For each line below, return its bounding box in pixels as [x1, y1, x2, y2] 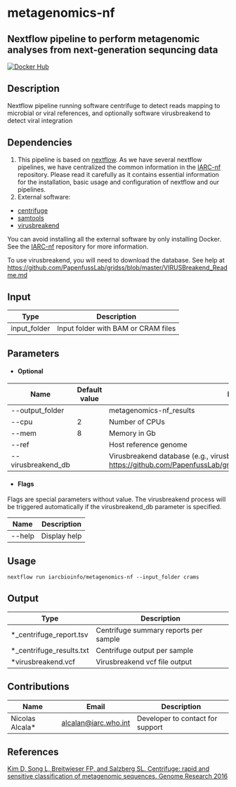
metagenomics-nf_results [108, 406, 195, 416]
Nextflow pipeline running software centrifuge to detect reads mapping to [7, 101, 221, 110]
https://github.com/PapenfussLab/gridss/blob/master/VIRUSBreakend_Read [7, 263, 228, 272]
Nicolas [11, 713, 36, 723]
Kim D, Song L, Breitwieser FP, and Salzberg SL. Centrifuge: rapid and [7, 765, 209, 773]
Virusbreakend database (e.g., [108, 451, 209, 461]
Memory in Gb [108, 428, 156, 438]
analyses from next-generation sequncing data [7, 44, 218, 55]
